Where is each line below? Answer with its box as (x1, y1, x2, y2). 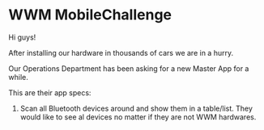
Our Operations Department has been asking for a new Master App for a (8, 63, 249, 73)
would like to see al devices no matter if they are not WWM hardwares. (19, 111, 257, 122)
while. (8, 72, 28, 82)
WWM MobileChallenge (8, 6, 172, 24)
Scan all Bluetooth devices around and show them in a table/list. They (19, 103, 253, 113)
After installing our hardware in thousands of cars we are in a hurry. (8, 48, 233, 57)
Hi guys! (8, 32, 36, 42)
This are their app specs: (8, 87, 92, 98)
